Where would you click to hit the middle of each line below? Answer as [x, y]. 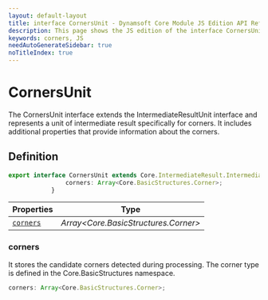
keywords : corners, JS [46, 38]
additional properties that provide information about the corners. [114, 131]
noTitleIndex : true [41, 53]
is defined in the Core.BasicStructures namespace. [92, 273]
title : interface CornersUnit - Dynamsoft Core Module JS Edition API [128, 23]
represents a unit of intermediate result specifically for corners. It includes [130, 123]
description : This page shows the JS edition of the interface [116, 30]
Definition [33, 157]
